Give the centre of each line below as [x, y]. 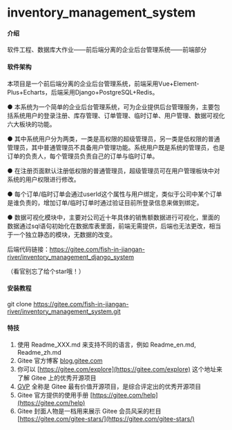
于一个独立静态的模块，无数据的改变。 [61, 234]
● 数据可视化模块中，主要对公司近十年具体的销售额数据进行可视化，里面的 [114, 217]
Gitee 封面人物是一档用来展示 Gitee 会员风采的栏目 [89, 411]
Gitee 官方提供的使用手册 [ [55, 395]
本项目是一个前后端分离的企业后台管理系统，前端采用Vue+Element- [103, 84]
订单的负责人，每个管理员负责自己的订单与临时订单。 [83, 156]
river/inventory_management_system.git [64, 311]
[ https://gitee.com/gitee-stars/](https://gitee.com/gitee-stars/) [106, 419]
